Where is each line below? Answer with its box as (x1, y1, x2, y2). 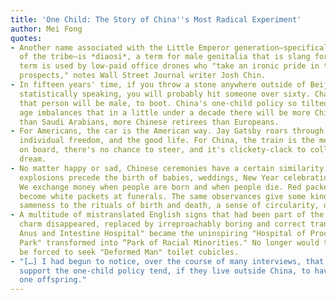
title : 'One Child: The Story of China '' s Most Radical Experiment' (10, 14, 302, 25)
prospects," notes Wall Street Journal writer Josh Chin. (19, 71, 267, 81)
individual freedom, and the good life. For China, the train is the (19, 136, 315, 146)
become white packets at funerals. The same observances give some (19, 191, 307, 201)
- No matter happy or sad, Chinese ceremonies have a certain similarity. (10, 163, 329, 173)
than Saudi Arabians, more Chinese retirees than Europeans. (19, 117, 280, 127)
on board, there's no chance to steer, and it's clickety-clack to (19, 145, 307, 155)
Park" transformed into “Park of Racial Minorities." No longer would (19, 237, 320, 248)
